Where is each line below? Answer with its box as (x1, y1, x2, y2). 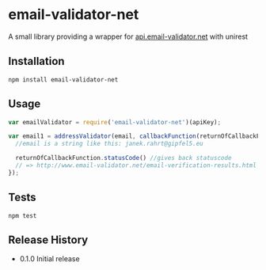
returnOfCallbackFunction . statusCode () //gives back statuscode (15, 154, 232, 162)
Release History (8, 234, 89, 247)
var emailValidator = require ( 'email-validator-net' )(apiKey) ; (8, 118, 222, 126)
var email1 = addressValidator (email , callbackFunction (8, 132, 196, 140)
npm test (8, 211, 37, 219)
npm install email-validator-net (8, 75, 119, 84)
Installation (8, 55, 65, 68)
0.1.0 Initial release (19, 254, 81, 264)
